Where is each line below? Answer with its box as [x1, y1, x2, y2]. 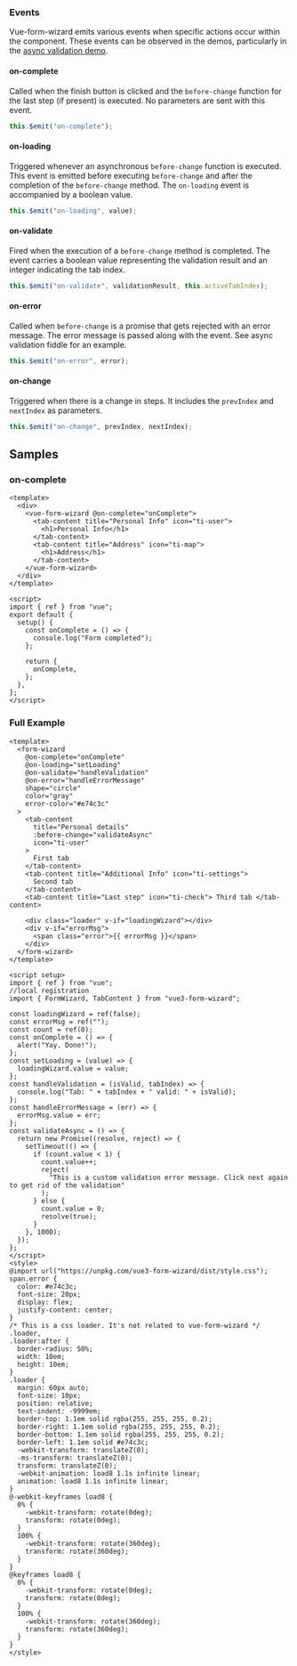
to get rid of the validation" [9, 1181, 125, 1190]
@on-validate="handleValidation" [25, 768, 149, 777]
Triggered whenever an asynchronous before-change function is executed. [9, 160, 282, 171]
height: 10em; [17, 1360, 69, 1369]
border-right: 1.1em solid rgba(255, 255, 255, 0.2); [17, 1422, 221, 1431]
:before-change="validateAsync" [32, 830, 153, 839]
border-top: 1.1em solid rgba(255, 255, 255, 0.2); [17, 1414, 213, 1423]
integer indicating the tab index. [9, 264, 126, 275]
